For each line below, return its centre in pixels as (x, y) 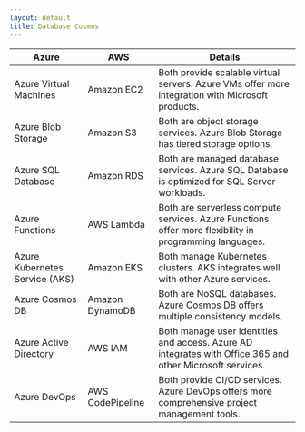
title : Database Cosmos (54, 26)
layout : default (40, 18)
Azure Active (42, 342)
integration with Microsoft (213, 94)
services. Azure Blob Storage (221, 133)
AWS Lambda (116, 224)
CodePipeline (116, 402)
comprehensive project (207, 402)
